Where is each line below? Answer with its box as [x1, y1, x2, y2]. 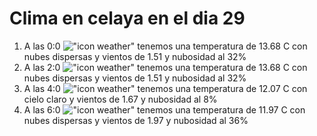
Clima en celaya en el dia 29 [9, 7, 246, 30]
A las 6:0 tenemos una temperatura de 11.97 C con [23, 103, 306, 116]
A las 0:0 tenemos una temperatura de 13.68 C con [23, 40, 308, 52]
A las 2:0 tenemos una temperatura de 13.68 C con [23, 61, 308, 73]
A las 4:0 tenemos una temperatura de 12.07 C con [23, 82, 308, 94]
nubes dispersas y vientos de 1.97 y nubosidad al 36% [23, 114, 249, 126]
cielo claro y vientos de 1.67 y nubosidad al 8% [23, 93, 218, 105]
